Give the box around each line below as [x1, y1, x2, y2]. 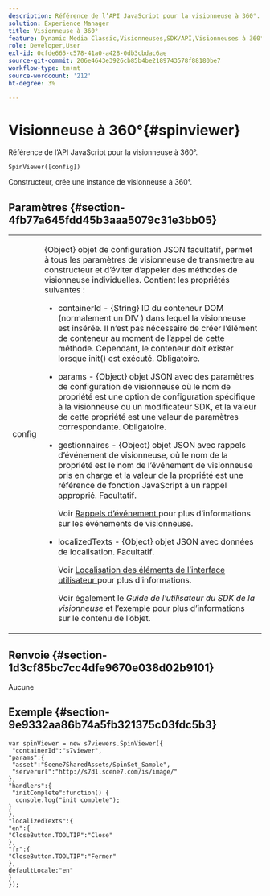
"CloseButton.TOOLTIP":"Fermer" [8, 852, 117, 861]
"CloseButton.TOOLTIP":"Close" [8, 831, 113, 839]
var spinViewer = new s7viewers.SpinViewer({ [8, 739, 163, 748]
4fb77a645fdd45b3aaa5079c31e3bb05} [8, 213, 217, 226]
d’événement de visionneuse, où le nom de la [57, 450, 228, 461]
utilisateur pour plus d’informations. [57, 575, 192, 586]
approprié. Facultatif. [57, 490, 137, 501]
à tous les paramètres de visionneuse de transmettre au [43, 255, 255, 266]
